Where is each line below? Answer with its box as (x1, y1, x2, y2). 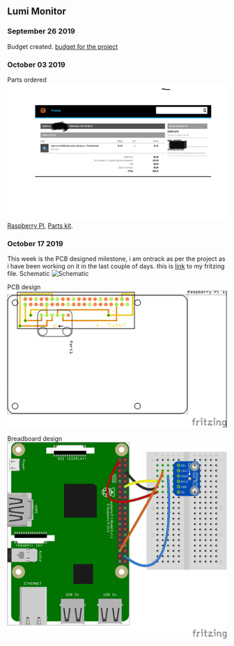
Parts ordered (7, 75, 47, 84)
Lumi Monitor (7, 6, 66, 17)
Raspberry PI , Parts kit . (7, 221, 73, 229)
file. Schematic (7, 270, 50, 278)
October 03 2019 (7, 59, 66, 69)
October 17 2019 (7, 238, 64, 248)
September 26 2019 (7, 26, 75, 36)
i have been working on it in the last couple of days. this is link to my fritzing (7, 262, 225, 270)
